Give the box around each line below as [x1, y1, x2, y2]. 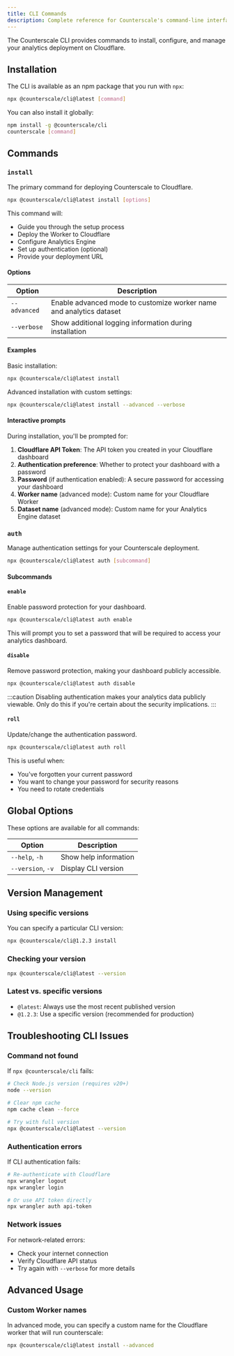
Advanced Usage [7, 1284, 84, 1296]
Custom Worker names [7, 1305, 87, 1315]
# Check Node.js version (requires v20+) [7, 1081, 130, 1088]
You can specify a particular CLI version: [7, 924, 124, 932]
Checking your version [7, 954, 86, 964]
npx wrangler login [7, 1184, 64, 1191]
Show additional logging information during [51, 317, 192, 327]
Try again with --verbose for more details [17, 1264, 135, 1272]
